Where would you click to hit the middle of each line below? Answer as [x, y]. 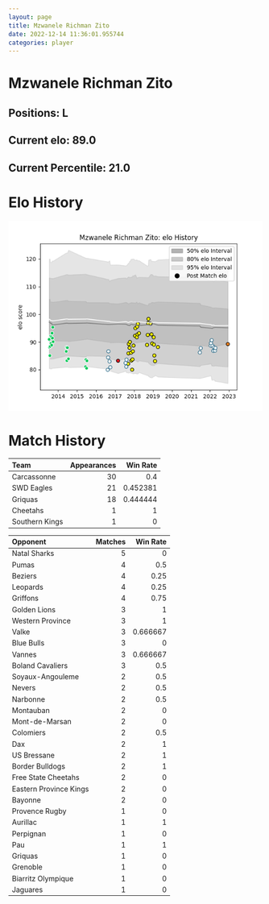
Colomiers [29, 732]
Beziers [25, 575]
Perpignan [29, 833]
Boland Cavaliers [40, 666]
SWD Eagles [32, 488]
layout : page [30, 17]
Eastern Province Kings [50, 789]
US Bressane [33, 755]
